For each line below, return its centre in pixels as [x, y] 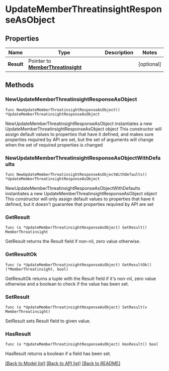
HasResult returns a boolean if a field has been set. [58, 354]
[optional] [150, 64]
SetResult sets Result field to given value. [48, 321]
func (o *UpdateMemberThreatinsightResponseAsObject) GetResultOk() [78, 265]
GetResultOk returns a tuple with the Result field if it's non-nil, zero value [81, 278]
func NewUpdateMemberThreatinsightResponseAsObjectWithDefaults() [76, 174]
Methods [20, 85]
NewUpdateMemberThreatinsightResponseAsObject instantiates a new [79, 123]
